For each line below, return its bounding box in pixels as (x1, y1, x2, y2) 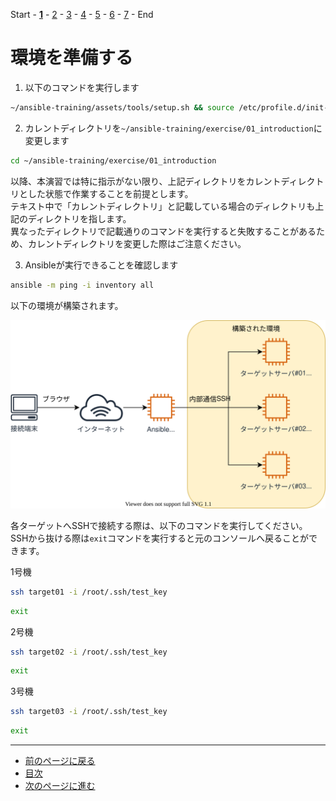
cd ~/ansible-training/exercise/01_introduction (10, 155, 217, 166)
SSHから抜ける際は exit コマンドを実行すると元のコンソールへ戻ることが (10, 532, 310, 544)
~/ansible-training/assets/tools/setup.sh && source (10, 102, 235, 113)
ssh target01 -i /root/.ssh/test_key (10, 587, 168, 597)
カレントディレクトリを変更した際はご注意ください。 (27, 237, 247, 249)
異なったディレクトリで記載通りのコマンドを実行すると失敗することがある (10, 225, 317, 237)
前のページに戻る (24, 755, 96, 767)
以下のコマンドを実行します (24, 81, 140, 93)
